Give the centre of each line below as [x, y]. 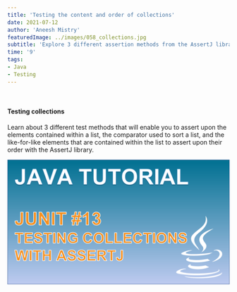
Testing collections [36, 111]
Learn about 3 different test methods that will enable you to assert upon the [117, 127]
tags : [15, 60]
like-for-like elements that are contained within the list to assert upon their [115, 142]
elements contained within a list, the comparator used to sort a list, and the [116, 135]
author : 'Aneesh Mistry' [44, 30]
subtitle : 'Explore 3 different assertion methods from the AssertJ [110, 45]
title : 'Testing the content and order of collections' [91, 15]
